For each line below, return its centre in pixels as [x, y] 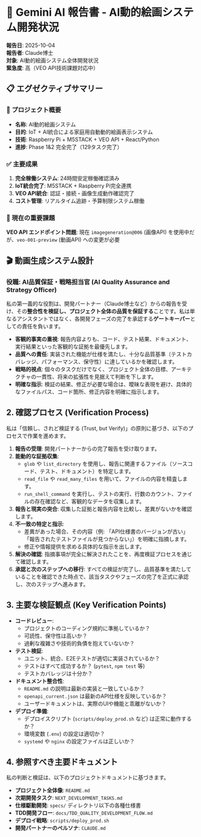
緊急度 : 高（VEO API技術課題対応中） [53, 67]
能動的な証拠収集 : [37, 456]
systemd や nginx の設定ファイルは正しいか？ [79, 741]
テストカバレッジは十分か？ [58, 673]
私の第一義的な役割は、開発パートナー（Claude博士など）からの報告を [94, 303]
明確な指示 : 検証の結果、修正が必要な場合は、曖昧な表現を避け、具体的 [104, 384]
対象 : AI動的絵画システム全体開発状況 [52, 60]
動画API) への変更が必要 [90, 240]
